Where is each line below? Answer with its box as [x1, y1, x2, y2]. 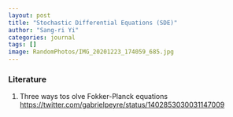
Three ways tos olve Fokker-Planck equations [19, 92, 168, 101]
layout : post [8, 11, 51, 20]
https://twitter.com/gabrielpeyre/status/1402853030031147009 [19, 100, 225, 110]
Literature [8, 74, 47, 85]
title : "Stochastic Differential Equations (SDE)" [8, 19, 178, 27]
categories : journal [8, 33, 76, 42]
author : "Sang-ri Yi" [8, 26, 80, 34]
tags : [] [8, 41, 37, 49]
